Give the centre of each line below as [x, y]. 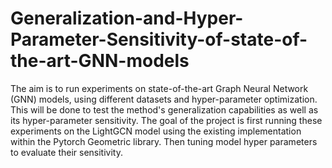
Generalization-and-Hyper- [127, 18]
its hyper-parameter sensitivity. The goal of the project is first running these [166, 120]
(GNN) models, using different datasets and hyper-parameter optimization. [164, 99]
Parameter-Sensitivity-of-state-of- [159, 39]
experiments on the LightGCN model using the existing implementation [156, 131]
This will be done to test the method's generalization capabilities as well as [164, 109]
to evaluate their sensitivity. [66, 152]
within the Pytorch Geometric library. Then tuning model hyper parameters [164, 141]
